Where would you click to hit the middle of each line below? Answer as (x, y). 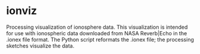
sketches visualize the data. (40, 46)
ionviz (22, 11)
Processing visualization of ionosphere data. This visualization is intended (97, 27)
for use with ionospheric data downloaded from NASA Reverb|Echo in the (97, 33)
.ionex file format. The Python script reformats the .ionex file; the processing (100, 39)
